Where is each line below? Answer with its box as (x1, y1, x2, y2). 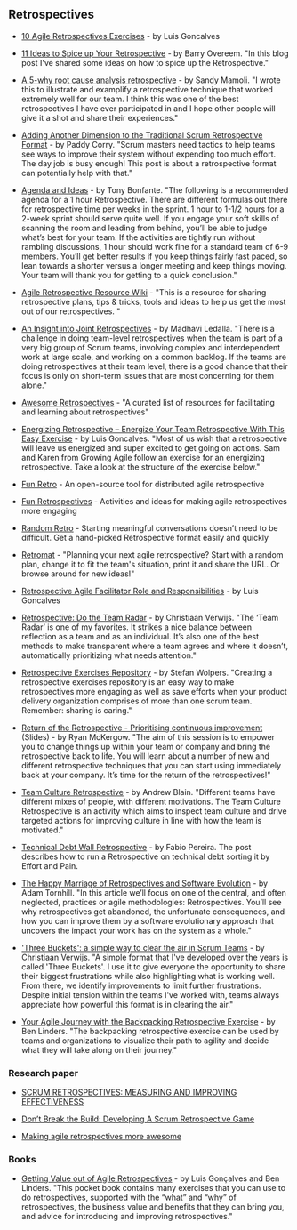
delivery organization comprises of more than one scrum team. (20, 695, 253, 706)
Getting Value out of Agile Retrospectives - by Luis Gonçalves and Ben (20, 1173, 280, 1184)
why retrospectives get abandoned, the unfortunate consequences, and (20, 906, 285, 917)
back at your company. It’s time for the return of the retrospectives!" (20, 769, 271, 780)
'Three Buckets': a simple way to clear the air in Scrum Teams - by (20, 942, 265, 953)
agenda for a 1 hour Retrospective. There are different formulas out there (20, 194, 288, 205)
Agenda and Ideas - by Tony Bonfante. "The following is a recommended (20, 184, 289, 195)
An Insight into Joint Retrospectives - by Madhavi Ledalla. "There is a (20, 323, 275, 334)
